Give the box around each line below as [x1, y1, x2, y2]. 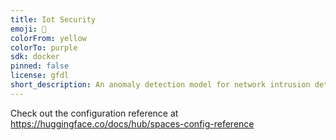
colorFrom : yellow [10, 33, 87, 43]
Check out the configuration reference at [10, 107, 179, 119]
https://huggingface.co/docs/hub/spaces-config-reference [10, 117, 255, 130]
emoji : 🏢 [10, 24, 47, 34]
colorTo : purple [10, 42, 78, 53]
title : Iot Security [10, 14, 97, 25]
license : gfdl [10, 71, 70, 81]
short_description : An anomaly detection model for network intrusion [10, 80, 311, 90]
